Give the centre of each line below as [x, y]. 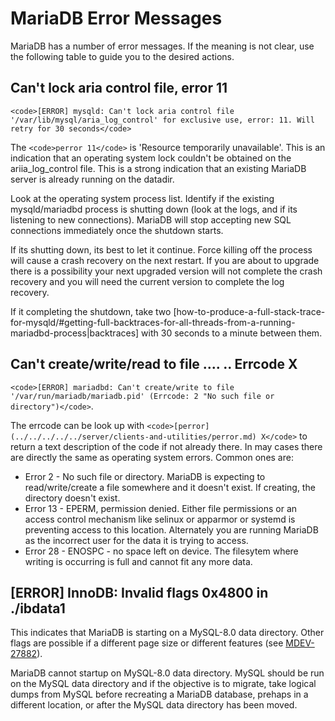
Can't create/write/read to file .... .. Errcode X [154, 364]
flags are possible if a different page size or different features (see [147, 643]
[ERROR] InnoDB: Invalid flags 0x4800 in [139, 592]
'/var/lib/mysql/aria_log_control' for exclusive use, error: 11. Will [162, 120]
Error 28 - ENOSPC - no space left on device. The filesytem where [161, 551]
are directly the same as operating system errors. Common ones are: [152, 457]
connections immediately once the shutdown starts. [117, 230]
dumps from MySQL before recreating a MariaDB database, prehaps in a [159, 694]
